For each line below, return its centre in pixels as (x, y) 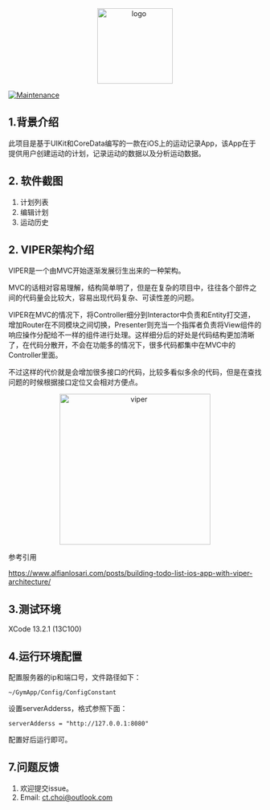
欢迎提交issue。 (47, 788)
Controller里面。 (35, 355)
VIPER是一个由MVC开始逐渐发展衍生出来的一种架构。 (97, 271)
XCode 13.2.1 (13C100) (45, 629)
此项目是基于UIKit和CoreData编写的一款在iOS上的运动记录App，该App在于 (132, 143)
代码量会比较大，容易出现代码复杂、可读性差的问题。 (110, 298)
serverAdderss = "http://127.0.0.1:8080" (79, 724)
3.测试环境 (35, 609)
